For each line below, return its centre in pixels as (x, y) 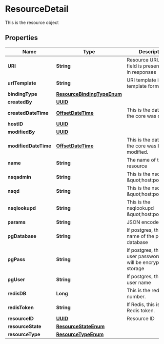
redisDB (17, 293)
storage (135, 268)
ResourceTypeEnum (80, 334)
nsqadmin (20, 177)
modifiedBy (21, 132)
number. (136, 296)
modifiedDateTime (30, 146)
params (17, 222)
